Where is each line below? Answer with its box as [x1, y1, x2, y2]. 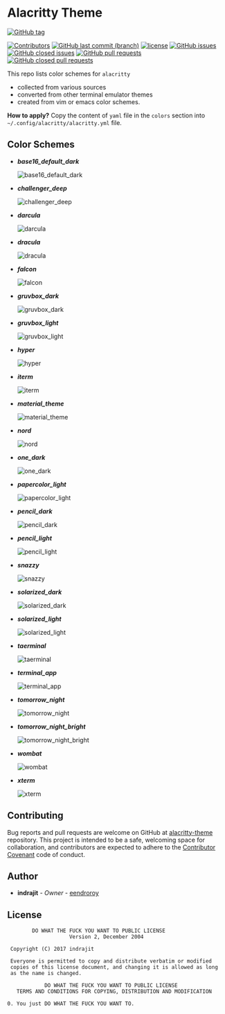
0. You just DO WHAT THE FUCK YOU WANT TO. [7, 1000, 135, 1008]
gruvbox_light [17, 318, 59, 327]
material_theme [17, 399, 64, 408]
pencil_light [17, 533, 53, 542]
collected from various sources [17, 83, 107, 91]
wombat [17, 749, 42, 758]
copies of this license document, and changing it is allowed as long [10, 964, 218, 971]
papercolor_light [17, 480, 67, 488]
